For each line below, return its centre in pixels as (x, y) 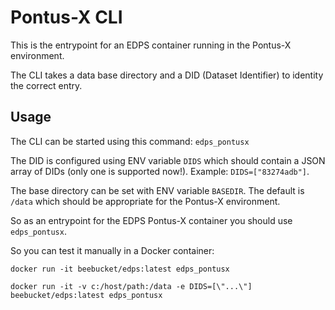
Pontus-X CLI (66, 17)
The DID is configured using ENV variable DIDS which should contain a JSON (168, 160)
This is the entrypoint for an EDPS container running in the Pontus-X (151, 45)
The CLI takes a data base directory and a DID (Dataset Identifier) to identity (167, 75)
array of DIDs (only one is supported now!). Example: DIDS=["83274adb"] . (160, 171)
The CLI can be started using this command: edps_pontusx (130, 141)
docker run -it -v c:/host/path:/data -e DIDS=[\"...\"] (131, 286)
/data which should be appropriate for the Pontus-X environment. (145, 201)
